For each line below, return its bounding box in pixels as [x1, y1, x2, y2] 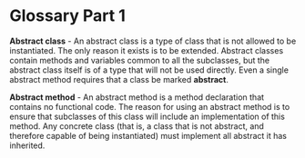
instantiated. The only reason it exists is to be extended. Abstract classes [9, 44, 284, 55]
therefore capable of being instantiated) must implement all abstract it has [9, 130, 287, 141]
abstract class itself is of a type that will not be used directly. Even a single [9, 64, 290, 75]
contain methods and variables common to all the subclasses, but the [9, 54, 270, 65]
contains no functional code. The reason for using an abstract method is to [9, 101, 290, 112]
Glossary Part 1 [9, 5, 126, 26]
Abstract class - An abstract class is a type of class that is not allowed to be [9, 35, 297, 46]
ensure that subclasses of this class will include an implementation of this [9, 111, 285, 122]
